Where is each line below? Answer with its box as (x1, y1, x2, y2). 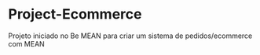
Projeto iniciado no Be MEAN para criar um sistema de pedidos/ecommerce (8, 31, 253, 40)
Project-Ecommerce (8, 5, 142, 23)
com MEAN (8, 39, 45, 48)
